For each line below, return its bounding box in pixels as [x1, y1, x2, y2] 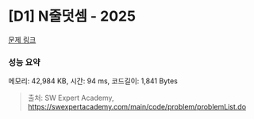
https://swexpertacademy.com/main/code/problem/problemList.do [27, 102, 247, 112]
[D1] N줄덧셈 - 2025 [8, 7, 137, 25]
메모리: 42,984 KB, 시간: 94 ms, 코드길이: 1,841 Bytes [8, 76, 179, 86]
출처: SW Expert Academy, [27, 93, 114, 103]
